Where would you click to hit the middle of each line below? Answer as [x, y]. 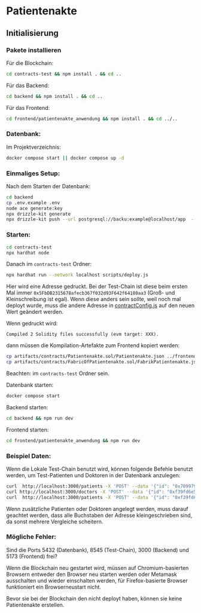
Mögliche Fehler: [31, 537]
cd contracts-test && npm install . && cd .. [64, 74]
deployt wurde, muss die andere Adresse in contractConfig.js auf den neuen [100, 305]
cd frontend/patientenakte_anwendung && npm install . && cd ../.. [92, 119]
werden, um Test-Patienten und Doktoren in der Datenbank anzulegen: [93, 475]
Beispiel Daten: [29, 456]
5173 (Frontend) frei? [32, 556]
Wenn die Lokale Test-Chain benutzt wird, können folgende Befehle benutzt [100, 469]
